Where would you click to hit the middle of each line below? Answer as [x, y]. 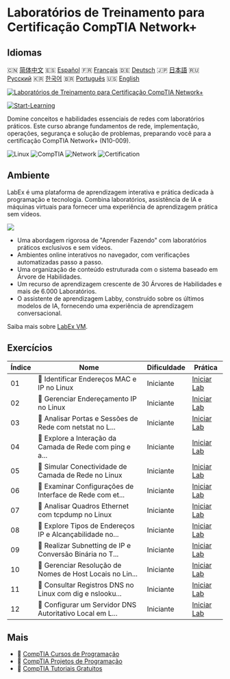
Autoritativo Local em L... [77, 613]
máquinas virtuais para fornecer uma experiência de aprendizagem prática [112, 207]
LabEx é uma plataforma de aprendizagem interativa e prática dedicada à [111, 192]
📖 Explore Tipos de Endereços [86, 525]
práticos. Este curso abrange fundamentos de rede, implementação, [103, 126]
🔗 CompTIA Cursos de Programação [68, 654]
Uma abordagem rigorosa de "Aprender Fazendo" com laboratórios [112, 240]
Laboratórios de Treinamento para [106, 13]
